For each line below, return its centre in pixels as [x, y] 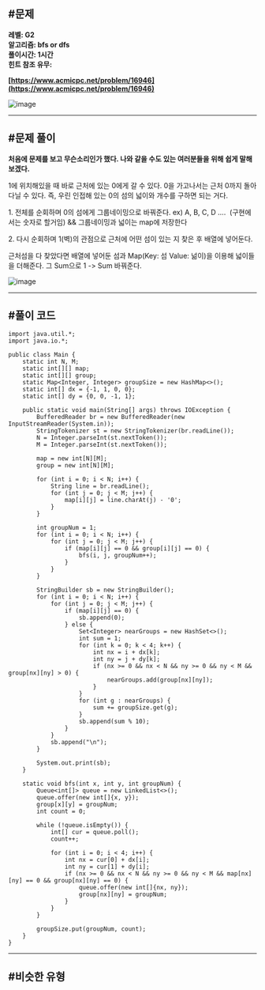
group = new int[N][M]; [75, 466]
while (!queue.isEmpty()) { [82, 826]
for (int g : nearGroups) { [125, 701]
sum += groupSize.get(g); [135, 708]
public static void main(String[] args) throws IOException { [127, 410]
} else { [78, 625]
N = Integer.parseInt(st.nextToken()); [102, 438]
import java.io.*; [38, 341]
